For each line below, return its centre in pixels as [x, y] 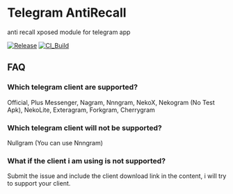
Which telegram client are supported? [72, 87]
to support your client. [39, 184]
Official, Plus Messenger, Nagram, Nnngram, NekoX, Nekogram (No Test [111, 102]
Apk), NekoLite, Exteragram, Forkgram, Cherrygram [81, 110]
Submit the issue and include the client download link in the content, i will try [117, 176]
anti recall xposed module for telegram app [69, 32]
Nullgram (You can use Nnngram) [55, 143]
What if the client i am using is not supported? [86, 161]
